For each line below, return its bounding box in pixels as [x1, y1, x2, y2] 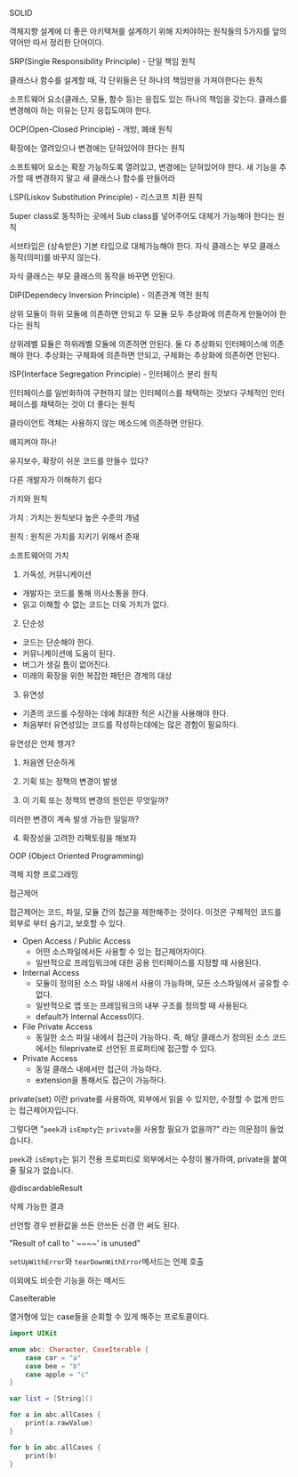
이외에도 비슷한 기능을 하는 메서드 [9, 1275, 126, 1286]
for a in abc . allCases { [9, 1410, 101, 1419]
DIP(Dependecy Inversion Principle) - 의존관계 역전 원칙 [9, 289, 210, 300]
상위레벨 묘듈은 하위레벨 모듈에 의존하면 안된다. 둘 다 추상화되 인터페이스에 [9, 338, 269, 349]
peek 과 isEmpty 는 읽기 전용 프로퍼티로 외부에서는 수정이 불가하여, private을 [9, 1154, 271, 1165]
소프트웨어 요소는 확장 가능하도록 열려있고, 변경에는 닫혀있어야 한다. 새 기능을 [9, 162, 278, 172]
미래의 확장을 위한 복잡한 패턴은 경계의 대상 [21, 670, 173, 680]
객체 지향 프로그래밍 [9, 869, 78, 880]
